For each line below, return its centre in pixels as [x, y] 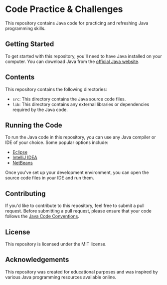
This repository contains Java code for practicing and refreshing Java [77, 23]
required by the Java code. [40, 109]
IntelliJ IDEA [25, 157]
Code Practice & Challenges [64, 9]
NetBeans [23, 163]
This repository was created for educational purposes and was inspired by [82, 271]
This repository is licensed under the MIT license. [56, 244]
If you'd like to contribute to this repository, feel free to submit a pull [75, 205]
